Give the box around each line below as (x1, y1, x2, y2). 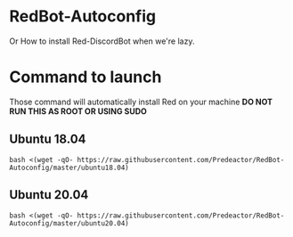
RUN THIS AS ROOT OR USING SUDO (9, 105, 147, 117)
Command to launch (9, 67, 162, 87)
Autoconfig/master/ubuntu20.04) (9, 218, 129, 228)
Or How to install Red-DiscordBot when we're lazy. (9, 36, 195, 46)
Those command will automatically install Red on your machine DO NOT (9, 96, 273, 107)
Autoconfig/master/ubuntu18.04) (9, 163, 129, 172)
